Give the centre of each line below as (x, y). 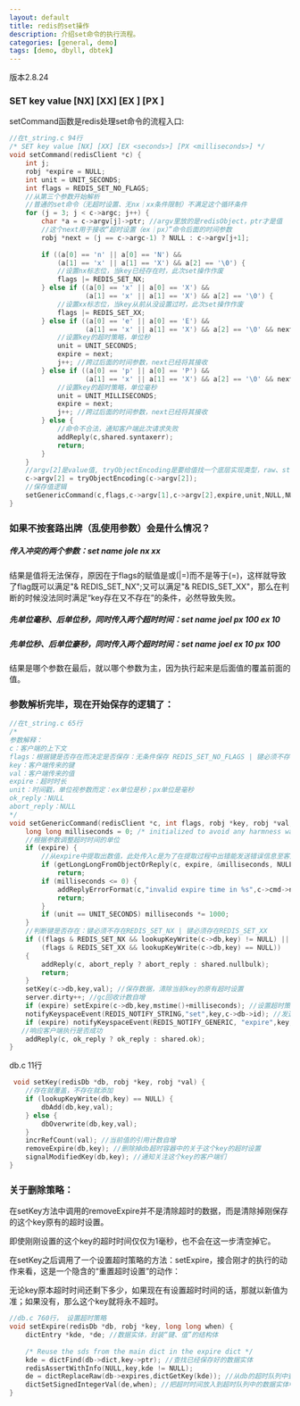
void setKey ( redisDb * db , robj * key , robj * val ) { (109, 1082)
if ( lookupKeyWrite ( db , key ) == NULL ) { (100, 1099)
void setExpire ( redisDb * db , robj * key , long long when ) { (121, 1327)
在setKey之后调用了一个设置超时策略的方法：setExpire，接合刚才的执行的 (145, 1260)
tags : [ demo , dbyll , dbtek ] (62, 51)
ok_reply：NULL (37, 799)
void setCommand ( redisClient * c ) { (75, 155)
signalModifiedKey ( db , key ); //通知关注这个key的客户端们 (126, 1157)
